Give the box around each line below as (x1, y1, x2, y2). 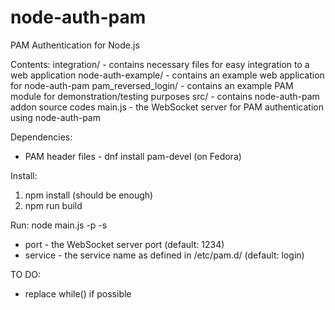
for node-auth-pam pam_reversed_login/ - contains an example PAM (10, 79, 294, 91)
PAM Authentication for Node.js (10, 39, 140, 51)
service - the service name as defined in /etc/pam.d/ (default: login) (24, 249, 305, 261)
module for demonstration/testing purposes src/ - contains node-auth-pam (10, 90, 320, 102)
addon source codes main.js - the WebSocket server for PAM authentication (10, 101, 324, 113)
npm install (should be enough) (24, 189, 154, 201)
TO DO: (10, 268, 42, 280)
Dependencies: (10, 131, 73, 143)
